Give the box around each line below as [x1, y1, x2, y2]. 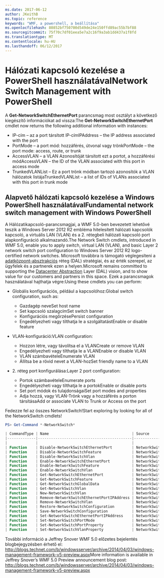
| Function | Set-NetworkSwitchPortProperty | [5, 523, 134, 528]
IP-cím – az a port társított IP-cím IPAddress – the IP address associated [12, 132, 155, 138]
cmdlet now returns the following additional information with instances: [5, 123, 148, 128]
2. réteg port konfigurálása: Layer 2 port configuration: [12, 368, 121, 374]
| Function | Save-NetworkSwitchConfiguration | [5, 509, 134, 514]
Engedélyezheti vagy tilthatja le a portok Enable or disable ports [19, 383, 147, 389]
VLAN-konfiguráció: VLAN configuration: [12, 333, 93, 339]
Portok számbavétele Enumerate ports [19, 377, 96, 383]
